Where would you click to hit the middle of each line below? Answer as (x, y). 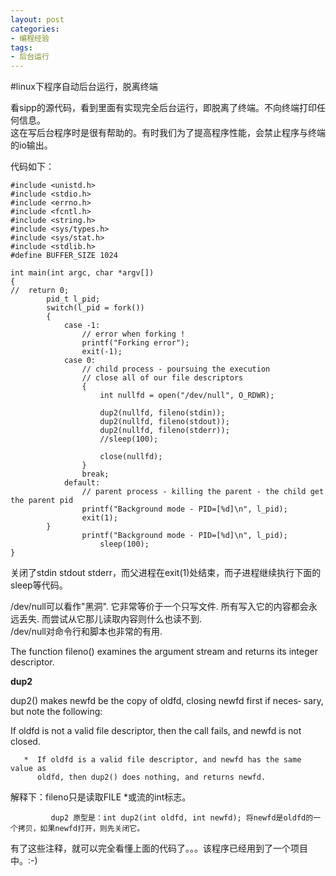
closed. (25, 742)
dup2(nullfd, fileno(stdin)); (162, 413)
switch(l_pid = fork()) (95, 308)
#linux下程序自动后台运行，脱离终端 (84, 87)
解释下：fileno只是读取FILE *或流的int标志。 (101, 797)
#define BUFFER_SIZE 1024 (64, 256)
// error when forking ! (133, 334)
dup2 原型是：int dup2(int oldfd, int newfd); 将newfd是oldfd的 (182, 818)
